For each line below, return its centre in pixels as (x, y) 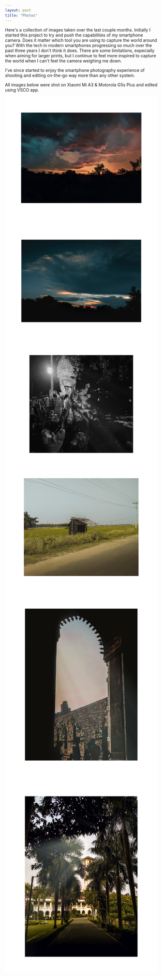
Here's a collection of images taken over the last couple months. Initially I (78, 30)
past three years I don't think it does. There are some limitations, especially (80, 50)
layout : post (18, 10)
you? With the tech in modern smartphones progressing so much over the (79, 45)
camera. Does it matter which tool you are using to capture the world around (81, 40)
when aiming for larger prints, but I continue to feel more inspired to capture (81, 55)
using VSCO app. (22, 90)
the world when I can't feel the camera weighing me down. (64, 61)
